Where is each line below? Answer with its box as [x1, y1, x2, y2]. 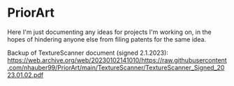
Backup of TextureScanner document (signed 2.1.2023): [7, 49, 169, 57]
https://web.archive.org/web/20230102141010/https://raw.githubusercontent [7, 55, 227, 64]
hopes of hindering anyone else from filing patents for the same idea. [7, 35, 207, 43]
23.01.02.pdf [7, 71, 44, 79]
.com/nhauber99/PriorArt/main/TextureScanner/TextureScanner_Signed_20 [7, 63, 225, 71]
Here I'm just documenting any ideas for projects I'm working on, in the [7, 28, 212, 36]
